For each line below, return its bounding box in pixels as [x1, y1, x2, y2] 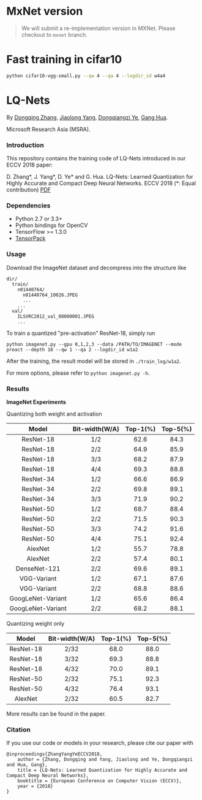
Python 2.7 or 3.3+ [15, 215, 63, 223]
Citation [6, 725, 31, 734]
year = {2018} [17, 783, 53, 790]
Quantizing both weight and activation [6, 410, 102, 417]
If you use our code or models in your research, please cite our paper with [6, 739, 194, 747]
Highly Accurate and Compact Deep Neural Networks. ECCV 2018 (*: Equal [6, 179, 196, 187]
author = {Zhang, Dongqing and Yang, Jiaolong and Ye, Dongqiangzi [17, 757, 193, 763]
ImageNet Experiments [6, 398, 66, 405]
